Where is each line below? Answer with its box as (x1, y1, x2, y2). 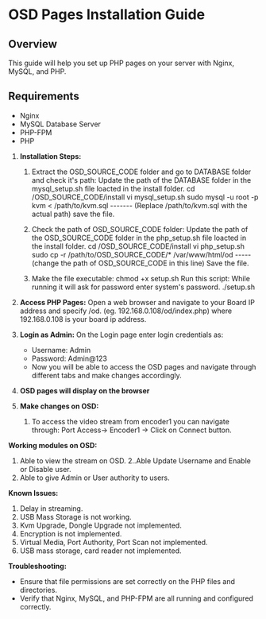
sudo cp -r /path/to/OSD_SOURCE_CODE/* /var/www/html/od (31, 250, 233, 259)
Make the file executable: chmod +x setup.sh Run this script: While (31, 273, 250, 283)
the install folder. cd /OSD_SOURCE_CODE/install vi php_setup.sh (31, 241, 245, 251)
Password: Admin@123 (31, 354, 107, 363)
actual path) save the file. (31, 209, 115, 219)
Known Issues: (8, 488, 59, 497)
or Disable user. (19, 464, 71, 474)
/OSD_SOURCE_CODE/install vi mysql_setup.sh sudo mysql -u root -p (31, 192, 259, 202)
